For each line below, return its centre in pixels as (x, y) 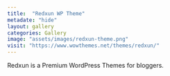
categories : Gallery (37, 33)
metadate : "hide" (32, 20)
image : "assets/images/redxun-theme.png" (68, 39)
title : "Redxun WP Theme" (46, 13)
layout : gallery (31, 26)
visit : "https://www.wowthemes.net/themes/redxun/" (83, 46)
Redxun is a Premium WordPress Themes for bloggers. (86, 65)
